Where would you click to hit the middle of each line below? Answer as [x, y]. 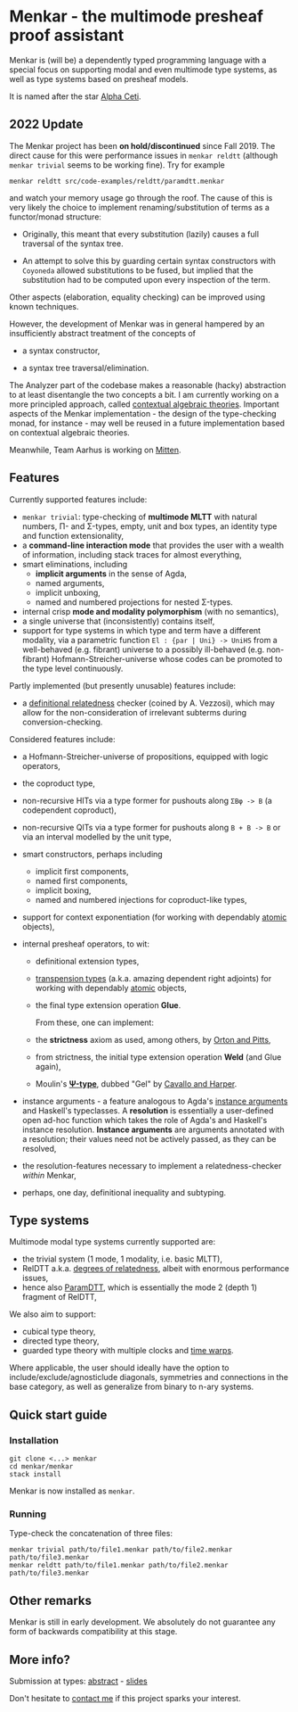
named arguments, [70, 583]
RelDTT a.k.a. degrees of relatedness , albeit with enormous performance [156, 1269]
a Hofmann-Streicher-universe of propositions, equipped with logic [145, 757]
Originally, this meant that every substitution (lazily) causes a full [141, 234]
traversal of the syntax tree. [72, 244]
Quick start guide [58, 1414]
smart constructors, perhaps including [92, 854]
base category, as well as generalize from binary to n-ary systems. [132, 1387]
